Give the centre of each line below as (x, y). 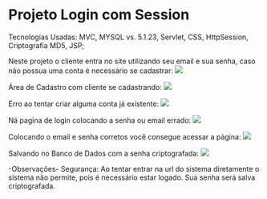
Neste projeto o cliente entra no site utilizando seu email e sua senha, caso (132, 61)
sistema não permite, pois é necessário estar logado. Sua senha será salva (132, 177)
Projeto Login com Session (99, 15)
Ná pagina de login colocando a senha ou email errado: (100, 120)
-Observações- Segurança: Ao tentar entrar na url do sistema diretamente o (134, 169)
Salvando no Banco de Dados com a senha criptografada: (103, 153)
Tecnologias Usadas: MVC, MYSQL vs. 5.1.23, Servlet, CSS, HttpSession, (128, 37)
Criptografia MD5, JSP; (47, 45)
